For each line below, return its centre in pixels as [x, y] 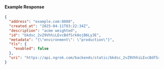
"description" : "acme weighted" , [43, 31]
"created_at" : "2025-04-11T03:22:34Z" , [50, 26]
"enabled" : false [31, 49]
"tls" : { [18, 44]
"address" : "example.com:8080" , [42, 22]
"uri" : [16, 58]
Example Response [24, 7]
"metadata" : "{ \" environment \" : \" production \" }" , [62, 40]
